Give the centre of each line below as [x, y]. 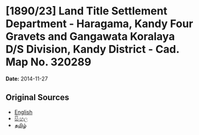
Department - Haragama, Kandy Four [99, 24]
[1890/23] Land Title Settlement [87, 11]
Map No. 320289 [48, 62]
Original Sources [37, 97]
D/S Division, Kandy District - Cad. [93, 49]
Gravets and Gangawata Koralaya [90, 37]
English [23, 112]
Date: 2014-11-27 [27, 79]
